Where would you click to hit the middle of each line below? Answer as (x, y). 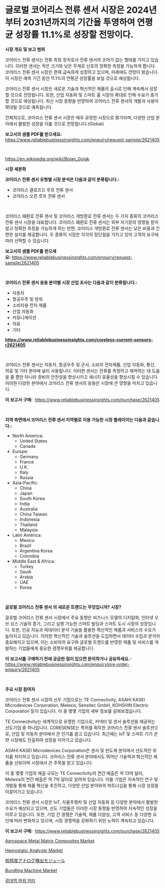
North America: (28, 436)
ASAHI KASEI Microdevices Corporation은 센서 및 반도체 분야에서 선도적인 (78, 750)
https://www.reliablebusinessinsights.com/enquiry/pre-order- (67, 664)
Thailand (29, 524)
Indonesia (30, 519)
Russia (26, 477)
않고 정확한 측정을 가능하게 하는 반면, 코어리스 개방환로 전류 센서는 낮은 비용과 (80, 228)
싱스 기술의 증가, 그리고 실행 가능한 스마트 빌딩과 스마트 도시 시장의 (74, 624)
